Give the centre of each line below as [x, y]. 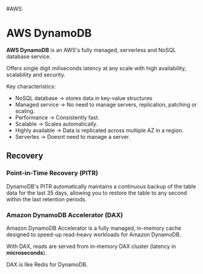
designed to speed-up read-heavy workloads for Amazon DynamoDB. [94, 234]
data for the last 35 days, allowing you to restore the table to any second [97, 193]
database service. [29, 56]
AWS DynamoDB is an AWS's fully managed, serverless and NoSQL [91, 50]
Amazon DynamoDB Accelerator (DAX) [65, 215]
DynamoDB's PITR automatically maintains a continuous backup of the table [101, 186]
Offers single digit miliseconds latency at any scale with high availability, [96, 68]
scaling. [25, 111]
